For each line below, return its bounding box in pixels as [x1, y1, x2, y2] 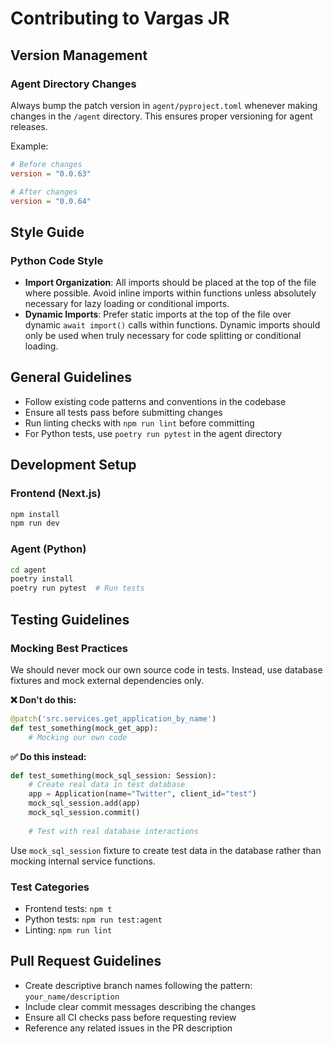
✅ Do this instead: [10, 750, 87, 762]
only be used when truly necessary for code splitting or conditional [24, 330, 302, 342]
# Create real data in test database [28, 780, 186, 790]
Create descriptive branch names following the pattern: [24, 979, 253, 991]
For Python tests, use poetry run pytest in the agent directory [24, 427, 283, 439]
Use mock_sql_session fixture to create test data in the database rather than [10, 844, 322, 856]
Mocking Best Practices [10, 641, 128, 655]
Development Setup [10, 457, 137, 474]
